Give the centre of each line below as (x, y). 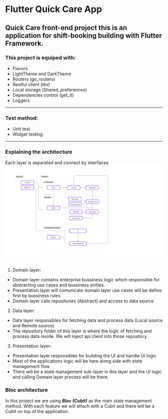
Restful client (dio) (31, 84)
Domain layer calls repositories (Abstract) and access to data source (83, 301)
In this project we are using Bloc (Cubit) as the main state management (78, 401)
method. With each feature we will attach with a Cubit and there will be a (80, 406)
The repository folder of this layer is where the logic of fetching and (82, 331)
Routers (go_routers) (34, 79)
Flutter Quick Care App (54, 9)
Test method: (22, 118)
